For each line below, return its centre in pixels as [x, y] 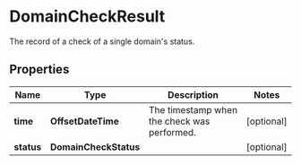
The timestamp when [193, 109]
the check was [180, 121]
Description [193, 94]
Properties [39, 69]
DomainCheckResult [87, 17]
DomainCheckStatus [95, 147]
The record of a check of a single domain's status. [102, 41]
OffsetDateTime [84, 121]
